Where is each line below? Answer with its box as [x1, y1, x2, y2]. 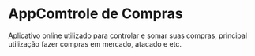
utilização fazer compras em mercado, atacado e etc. [8, 39, 182, 48]
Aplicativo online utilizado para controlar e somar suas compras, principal [8, 31, 247, 40]
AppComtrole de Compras [8, 5, 183, 23]
